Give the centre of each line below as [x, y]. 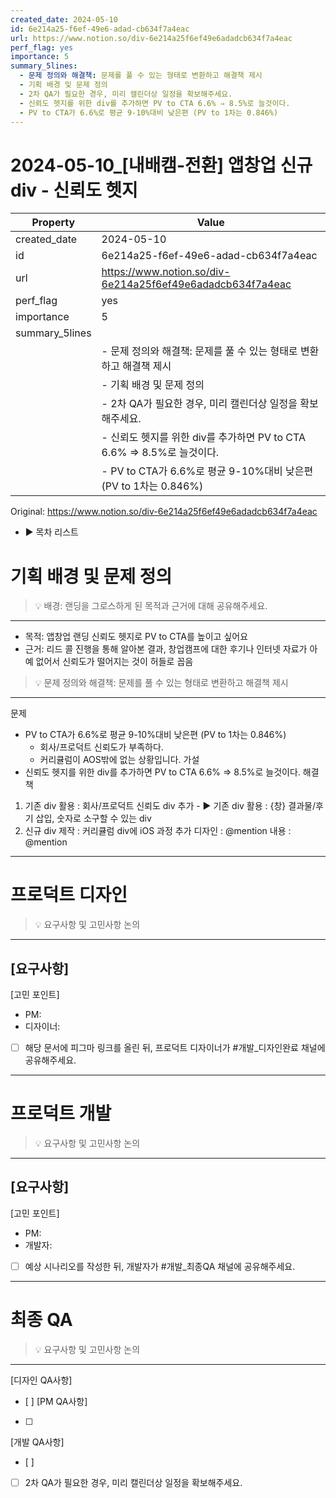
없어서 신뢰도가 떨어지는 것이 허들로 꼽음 [114, 662]
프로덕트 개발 [61, 1113]
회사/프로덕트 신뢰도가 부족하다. [101, 747]
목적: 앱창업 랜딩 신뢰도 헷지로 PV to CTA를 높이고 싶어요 [136, 637]
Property [53, 223]
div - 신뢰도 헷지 [74, 190]
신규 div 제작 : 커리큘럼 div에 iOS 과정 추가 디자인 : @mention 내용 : [158, 831]
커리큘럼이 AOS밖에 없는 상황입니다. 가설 [119, 760]
